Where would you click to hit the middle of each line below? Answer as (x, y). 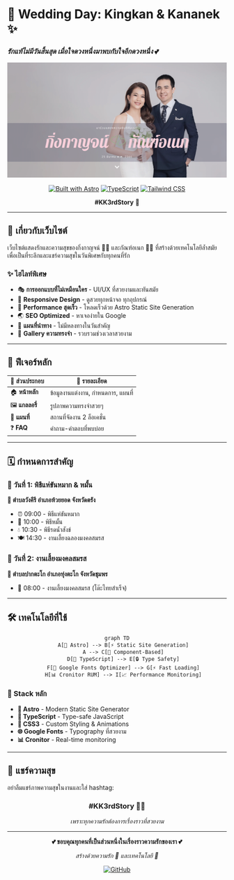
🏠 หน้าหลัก (24, 392)
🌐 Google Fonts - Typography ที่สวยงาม (72, 731)
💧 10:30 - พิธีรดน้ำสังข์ (44, 530)
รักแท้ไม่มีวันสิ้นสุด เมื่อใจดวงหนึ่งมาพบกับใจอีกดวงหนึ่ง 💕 (83, 52)
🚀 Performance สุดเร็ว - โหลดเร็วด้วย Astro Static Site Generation (106, 307)
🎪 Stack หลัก (27, 694)
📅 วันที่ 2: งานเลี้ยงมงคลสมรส (47, 559)
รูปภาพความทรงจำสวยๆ (77, 405)
